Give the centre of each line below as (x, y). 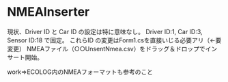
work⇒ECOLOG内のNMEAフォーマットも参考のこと (80, 72)
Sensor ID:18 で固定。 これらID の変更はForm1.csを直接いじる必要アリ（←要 (114, 40)
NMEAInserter (48, 12)
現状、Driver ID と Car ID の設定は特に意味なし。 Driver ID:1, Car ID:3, (105, 31)
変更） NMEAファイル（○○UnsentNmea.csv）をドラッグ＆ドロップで (106, 49)
